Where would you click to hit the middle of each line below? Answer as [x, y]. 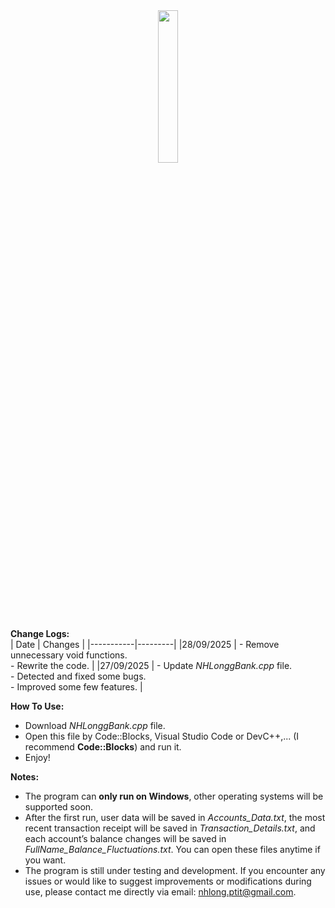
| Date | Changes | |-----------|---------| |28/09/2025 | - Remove [145, 644]
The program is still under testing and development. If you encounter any [175, 870]
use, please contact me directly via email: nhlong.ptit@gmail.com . [160, 892]
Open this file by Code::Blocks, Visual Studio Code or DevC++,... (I [162, 736]
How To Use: [37, 706]
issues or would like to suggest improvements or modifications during [168, 881]
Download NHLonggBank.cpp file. [95, 725]
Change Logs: [40, 633]
